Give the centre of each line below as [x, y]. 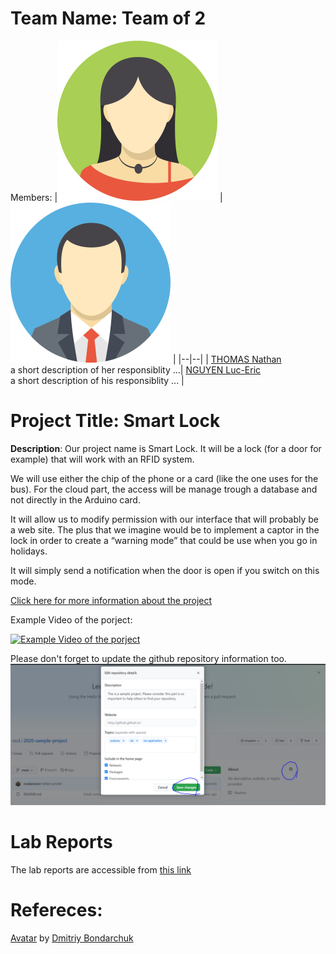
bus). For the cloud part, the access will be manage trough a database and [164, 489]
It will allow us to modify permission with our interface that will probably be [165, 519]
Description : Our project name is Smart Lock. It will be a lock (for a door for [166, 448]
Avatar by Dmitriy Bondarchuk [72, 938]
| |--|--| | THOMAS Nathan [227, 359]
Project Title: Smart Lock [115, 421]
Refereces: [56, 910]
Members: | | [116, 197]
